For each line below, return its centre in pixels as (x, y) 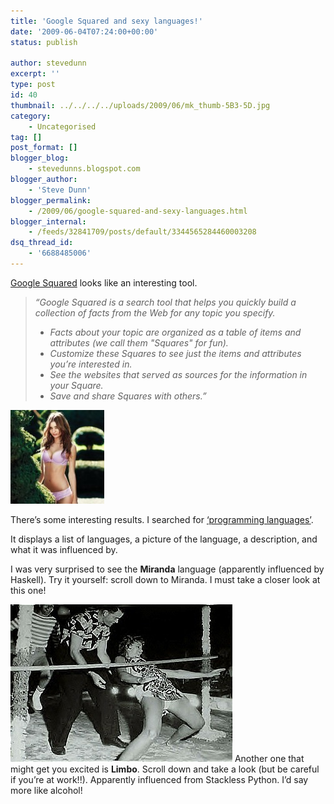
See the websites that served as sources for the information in (178, 374)
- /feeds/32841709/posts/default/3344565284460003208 (142, 232)
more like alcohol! (46, 790)
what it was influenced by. (64, 549)
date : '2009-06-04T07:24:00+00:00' (84, 31)
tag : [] (26, 137)
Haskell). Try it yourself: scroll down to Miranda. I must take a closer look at (165, 579)
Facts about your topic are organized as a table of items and (175, 332)
